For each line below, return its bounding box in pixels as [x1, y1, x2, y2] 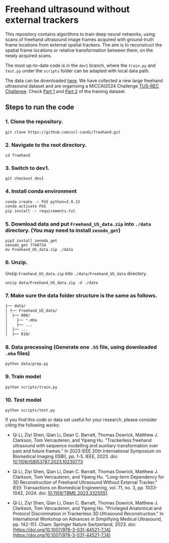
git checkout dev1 [5, 176, 44, 181]
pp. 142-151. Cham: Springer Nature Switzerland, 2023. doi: [12, 521, 136, 527]
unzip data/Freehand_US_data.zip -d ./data [5, 280, 98, 285]
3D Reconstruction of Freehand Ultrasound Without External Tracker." [12, 479, 158, 485]
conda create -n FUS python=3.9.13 [5, 199, 80, 204]
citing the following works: [5, 422, 61, 428]
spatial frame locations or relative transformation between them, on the [5, 47, 153, 53]
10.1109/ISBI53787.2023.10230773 [12, 459, 83, 465]
